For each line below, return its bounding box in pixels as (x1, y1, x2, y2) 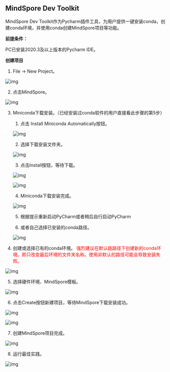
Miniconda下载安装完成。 (20, 193, 74, 199)
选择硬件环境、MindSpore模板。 (12, 278, 81, 285)
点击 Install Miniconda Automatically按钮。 (20, 120, 110, 127)
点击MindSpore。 (12, 89, 50, 95)
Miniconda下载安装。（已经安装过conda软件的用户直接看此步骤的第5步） (12, 109, 165, 115)
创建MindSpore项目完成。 (12, 330, 67, 336)
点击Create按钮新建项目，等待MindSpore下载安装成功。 (12, 299, 131, 306)
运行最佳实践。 (12, 351, 44, 357)
